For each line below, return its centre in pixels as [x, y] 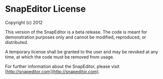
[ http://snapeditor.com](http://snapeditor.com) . [53, 71]
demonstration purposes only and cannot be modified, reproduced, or [76, 37]
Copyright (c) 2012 [24, 22]
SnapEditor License [46, 9]
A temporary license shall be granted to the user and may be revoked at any [81, 52]
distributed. [17, 42]
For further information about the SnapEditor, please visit [62, 66]
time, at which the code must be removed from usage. [60, 57]
